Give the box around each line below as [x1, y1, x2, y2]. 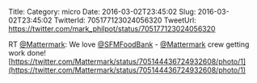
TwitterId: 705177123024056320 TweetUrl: [53, 15, 196, 25]
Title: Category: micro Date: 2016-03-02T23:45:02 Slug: [8, 7, 196, 16]
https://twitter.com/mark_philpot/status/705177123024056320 [8, 24, 216, 33]
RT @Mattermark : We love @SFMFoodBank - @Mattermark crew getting [8, 39, 250, 49]
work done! [8, 48, 47, 57]
